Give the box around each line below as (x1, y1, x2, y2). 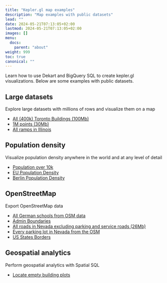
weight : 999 (5, 49, 30, 54)
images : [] (5, 31, 28, 36)
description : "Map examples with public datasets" (5, 12, 113, 17)
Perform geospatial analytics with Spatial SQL (5, 262, 100, 268)
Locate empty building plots (12, 271, 70, 277)
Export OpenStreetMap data (5, 202, 64, 209)
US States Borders (12, 234, 51, 240)
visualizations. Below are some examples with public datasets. (5, 78, 134, 84)
